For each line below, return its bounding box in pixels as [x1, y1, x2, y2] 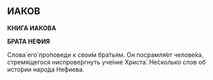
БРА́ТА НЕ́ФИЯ [7, 37, 50, 46]
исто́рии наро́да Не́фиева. [7, 65, 84, 73]
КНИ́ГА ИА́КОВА [7, 23, 57, 32]
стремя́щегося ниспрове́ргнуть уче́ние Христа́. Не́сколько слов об [7, 58, 206, 66]
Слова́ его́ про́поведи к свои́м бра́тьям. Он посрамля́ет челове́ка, [7, 50, 204, 59]
